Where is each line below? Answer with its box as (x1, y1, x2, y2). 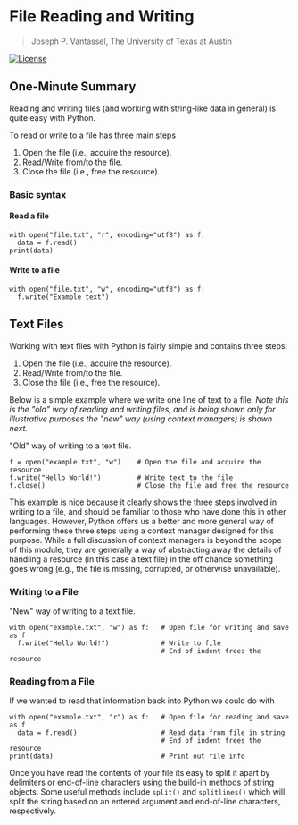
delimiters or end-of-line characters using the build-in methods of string (9, 777, 275, 788)
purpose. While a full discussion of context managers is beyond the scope (9, 534, 283, 545)
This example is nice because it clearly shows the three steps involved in (9, 497, 277, 507)
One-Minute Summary (9, 79, 137, 95)
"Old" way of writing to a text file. (9, 440, 132, 451)
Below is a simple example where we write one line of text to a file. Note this (9, 394, 289, 404)
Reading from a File (9, 676, 95, 688)
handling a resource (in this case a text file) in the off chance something (9, 553, 274, 565)
